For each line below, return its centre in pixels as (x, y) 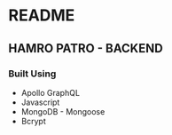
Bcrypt (33, 121)
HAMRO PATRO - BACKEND (86, 48)
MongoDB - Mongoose (63, 111)
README (42, 16)
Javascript (40, 102)
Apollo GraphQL (51, 92)
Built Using (32, 74)
